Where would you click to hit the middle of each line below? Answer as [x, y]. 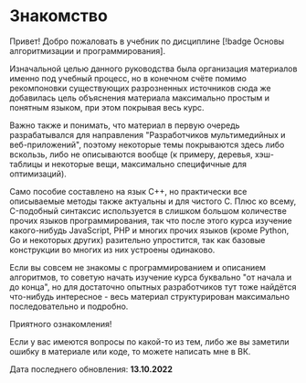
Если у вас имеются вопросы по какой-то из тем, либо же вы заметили [149, 341]
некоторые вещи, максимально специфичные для [149, 164]
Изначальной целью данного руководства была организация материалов [153, 69]
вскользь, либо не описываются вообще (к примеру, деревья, [131, 154]
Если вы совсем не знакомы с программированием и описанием [138, 267]
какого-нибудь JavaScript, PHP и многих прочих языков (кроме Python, [149, 230]
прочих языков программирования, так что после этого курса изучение [151, 220]
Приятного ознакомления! [61, 324]
